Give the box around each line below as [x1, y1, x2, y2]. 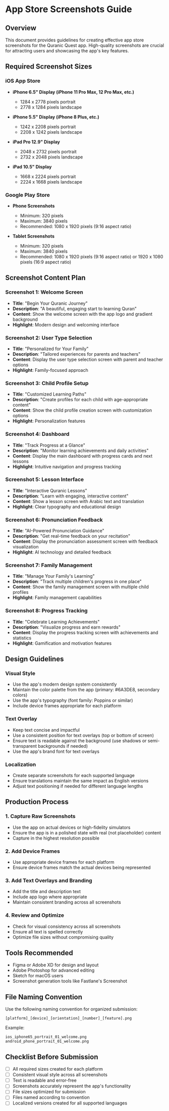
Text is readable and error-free [12, 1077, 77, 1083]
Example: [5, 1025, 25, 1031]
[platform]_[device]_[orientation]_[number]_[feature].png [5, 1016, 132, 1021]
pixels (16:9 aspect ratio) [20, 259, 72, 265]
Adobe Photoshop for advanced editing [12, 967, 95, 973]
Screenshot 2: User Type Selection [5, 334, 92, 341]
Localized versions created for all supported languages [12, 1100, 128, 1106]
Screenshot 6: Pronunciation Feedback [5, 516, 103, 523]
